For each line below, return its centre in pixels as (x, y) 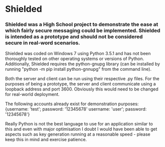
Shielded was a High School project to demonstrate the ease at (82, 25)
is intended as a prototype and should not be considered (74, 37)
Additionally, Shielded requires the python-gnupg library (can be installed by (82, 64)
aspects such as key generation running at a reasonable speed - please (78, 134)
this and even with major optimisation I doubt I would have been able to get (81, 129)
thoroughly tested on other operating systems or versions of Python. (75, 59)
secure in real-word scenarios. (43, 43)
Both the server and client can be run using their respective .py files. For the (82, 79)
